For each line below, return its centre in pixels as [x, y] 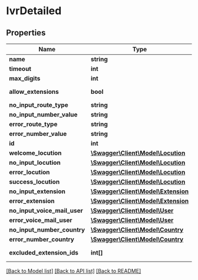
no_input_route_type [39, 105]
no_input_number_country [47, 230]
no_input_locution [35, 162]
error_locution [29, 172]
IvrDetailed [34, 11]
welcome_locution [35, 153]
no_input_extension [37, 191]
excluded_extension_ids [44, 253]
